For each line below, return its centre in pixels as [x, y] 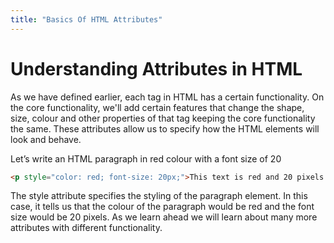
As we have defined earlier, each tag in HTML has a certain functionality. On [167, 97]
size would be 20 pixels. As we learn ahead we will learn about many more [164, 217]
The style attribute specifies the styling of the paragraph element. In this [159, 196]
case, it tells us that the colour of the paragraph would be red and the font [162, 207]
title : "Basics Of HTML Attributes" [86, 19]
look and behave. [46, 139]
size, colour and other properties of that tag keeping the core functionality [163, 118]
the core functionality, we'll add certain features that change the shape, [157, 107]
